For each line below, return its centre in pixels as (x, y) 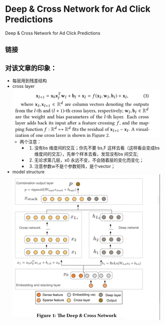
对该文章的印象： (31, 68)
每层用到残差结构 (29, 81)
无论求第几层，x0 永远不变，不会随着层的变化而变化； (89, 160)
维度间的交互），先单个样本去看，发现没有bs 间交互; (86, 154)
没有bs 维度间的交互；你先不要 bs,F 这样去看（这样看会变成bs (97, 148)
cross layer (24, 86)
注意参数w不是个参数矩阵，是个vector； (75, 166)
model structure (28, 172)
